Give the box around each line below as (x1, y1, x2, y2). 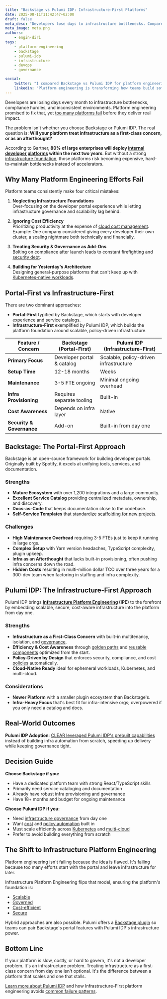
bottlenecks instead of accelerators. (29, 161, 104, 167)
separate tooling (54, 397, 93, 404)
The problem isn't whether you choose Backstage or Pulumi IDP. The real (5, 125, 156, 131)
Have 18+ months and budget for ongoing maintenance (12, 796, 126, 802)
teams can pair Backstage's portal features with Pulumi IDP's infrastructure (5, 924, 159, 930)
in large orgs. (12, 540, 40, 546)
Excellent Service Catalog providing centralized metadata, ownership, (12, 495, 157, 501)
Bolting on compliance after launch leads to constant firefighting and (12, 249, 153, 255)
